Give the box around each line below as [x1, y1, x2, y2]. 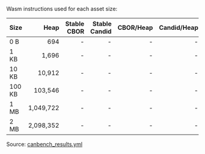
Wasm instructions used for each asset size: [6, 5, 118, 12]
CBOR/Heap [117, 24, 154, 32]
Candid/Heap [159, 24, 198, 32]
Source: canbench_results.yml [6, 141, 83, 148]
